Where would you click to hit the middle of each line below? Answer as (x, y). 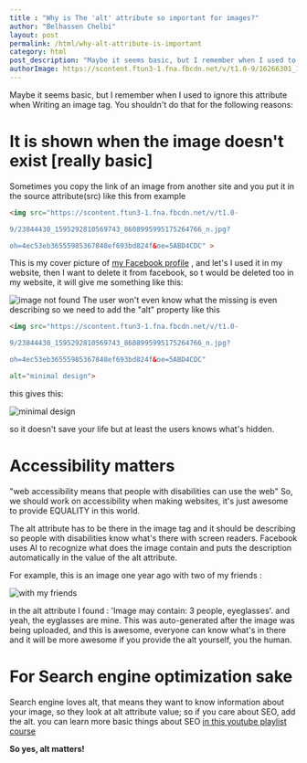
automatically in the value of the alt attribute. (94, 557)
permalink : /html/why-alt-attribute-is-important (106, 43)
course (23, 731)
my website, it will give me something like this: (96, 282)
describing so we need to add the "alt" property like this (115, 310)
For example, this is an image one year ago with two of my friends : (136, 575)
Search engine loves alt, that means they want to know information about (147, 702)
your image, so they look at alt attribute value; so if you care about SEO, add (153, 711)
